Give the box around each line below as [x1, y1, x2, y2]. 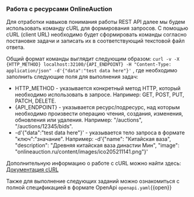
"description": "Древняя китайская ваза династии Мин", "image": [14, 142, 180, 149]
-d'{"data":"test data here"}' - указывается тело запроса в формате [14, 129, 185, 136]
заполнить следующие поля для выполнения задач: [6, 73, 139, 81]
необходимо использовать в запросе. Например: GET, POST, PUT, [14, 91, 184, 98]
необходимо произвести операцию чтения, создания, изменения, [14, 110, 183, 118]
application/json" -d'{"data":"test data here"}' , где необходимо [6, 67, 177, 74]
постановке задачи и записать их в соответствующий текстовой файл [6, 38, 185, 45]
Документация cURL [6, 166, 59, 173]
